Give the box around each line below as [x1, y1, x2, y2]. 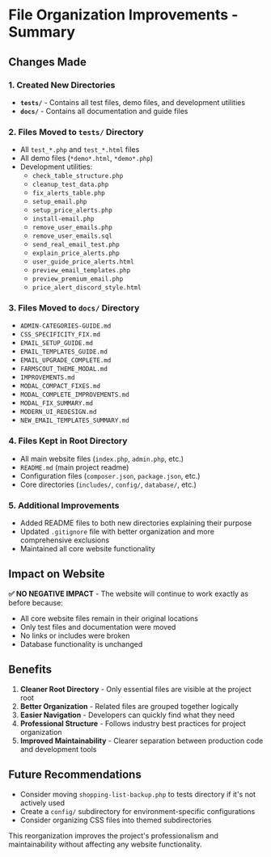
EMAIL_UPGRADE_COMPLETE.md [19, 357, 112, 365]
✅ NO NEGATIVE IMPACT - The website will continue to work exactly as [8, 589, 249, 598]
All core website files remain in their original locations [19, 613, 198, 623]
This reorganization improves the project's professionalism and [8, 830, 218, 840]
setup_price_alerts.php [32, 206, 113, 215]
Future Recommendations [8, 768, 142, 782]
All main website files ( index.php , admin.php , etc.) [19, 454, 184, 463]
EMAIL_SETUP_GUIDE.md [19, 340, 93, 348]
